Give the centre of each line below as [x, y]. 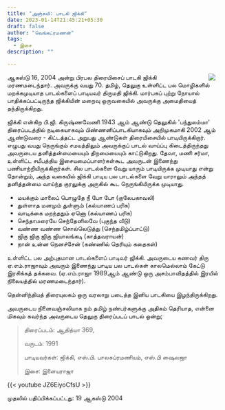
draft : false [26, 26]
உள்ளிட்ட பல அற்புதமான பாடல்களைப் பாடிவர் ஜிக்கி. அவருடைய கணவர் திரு [108, 258]
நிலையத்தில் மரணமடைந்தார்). [46, 281]
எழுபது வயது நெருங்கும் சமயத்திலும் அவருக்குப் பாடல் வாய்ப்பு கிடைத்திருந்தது [108, 145]
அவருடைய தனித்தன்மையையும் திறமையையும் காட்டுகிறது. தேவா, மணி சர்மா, [108, 152]
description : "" [30, 52]
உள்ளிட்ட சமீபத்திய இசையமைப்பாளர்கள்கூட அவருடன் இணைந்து [93, 160]
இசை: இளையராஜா [49, 371]
